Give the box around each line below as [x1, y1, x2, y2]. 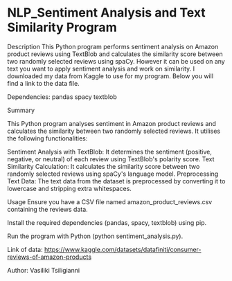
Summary [7, 106, 35, 114]
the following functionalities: [7, 134, 88, 143]
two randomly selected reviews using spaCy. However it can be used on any [7, 57, 225, 65]
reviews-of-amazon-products [7, 253, 92, 261]
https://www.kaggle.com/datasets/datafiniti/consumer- [44, 245, 202, 253]
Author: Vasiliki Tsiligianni [7, 266, 80, 274]
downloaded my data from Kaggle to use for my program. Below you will [7, 71, 213, 80]
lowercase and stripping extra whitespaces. [7, 184, 132, 192]
